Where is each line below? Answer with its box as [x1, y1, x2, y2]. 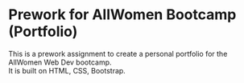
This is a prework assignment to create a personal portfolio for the [8, 49, 228, 58]
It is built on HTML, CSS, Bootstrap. [8, 65, 126, 75]
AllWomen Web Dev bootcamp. [8, 57, 112, 67]
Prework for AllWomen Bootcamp [8, 6, 237, 24]
